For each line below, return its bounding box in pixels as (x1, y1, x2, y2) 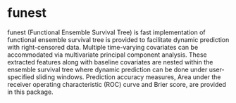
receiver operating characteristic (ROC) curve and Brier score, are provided (7, 80, 227, 88)
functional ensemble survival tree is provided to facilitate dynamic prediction (7, 35, 230, 43)
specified (7, 72, 35, 81)
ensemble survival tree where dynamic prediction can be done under (7, 65, 208, 74)
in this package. (7, 88, 54, 96)
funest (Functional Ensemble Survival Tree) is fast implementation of (7, 28, 206, 36)
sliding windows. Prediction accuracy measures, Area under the (35, 72, 221, 81)
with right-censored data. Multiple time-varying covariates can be (7, 43, 199, 51)
